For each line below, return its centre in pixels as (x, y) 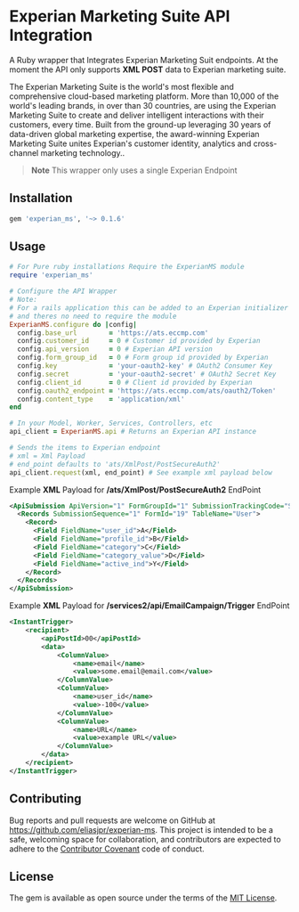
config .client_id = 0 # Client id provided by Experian (135, 382)
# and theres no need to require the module (93, 316)
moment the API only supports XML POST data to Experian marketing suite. (148, 69)
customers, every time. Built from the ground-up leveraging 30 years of (140, 124)
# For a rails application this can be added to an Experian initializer (149, 308)
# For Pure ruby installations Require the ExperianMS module (127, 267)
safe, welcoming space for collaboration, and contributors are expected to (145, 839)
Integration (51, 35)
